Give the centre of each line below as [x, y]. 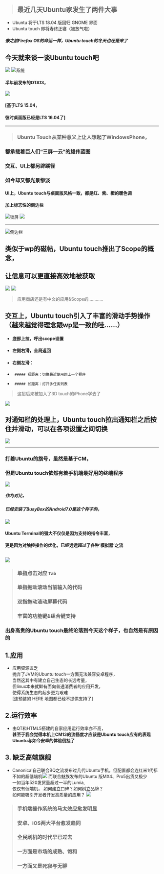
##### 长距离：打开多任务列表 [41, 384]
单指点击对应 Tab [36, 573]
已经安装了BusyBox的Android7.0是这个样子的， [53, 509]
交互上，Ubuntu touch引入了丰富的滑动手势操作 [78, 316]
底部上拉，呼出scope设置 [38, 339]
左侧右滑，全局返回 [31, 351]
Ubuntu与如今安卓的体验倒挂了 [43, 740]
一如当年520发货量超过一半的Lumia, [49, 782]
